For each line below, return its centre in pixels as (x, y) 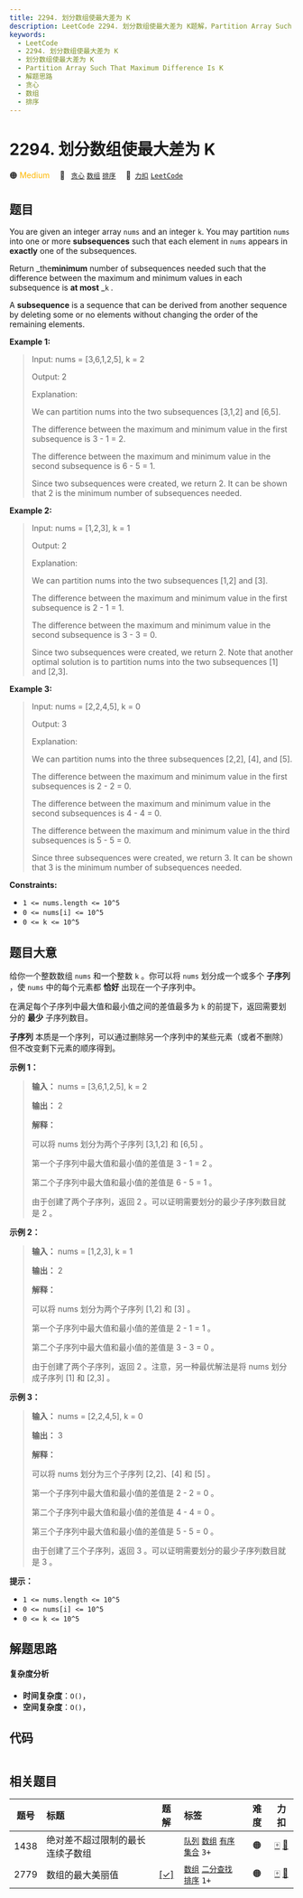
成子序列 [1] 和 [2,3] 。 (73, 1378)
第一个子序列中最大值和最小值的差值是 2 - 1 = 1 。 (124, 1328)
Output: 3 (49, 725)
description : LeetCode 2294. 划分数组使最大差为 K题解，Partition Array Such (151, 26)
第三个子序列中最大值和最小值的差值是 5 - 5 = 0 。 (125, 1531)
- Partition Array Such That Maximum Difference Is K (120, 69)
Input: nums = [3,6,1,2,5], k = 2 (88, 360)
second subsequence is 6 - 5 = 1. (93, 466)
